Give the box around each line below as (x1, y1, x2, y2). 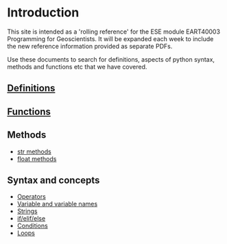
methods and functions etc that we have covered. (7, 62, 147, 71)
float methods (16, 154, 57, 162)
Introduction (7, 5, 80, 21)
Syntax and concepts (7, 174, 100, 186)
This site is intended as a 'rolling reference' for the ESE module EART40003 (7, 27, 221, 36)
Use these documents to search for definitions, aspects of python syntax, (7, 55, 215, 63)
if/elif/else (16, 215, 46, 223)
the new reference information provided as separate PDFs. (7, 42, 173, 50)
